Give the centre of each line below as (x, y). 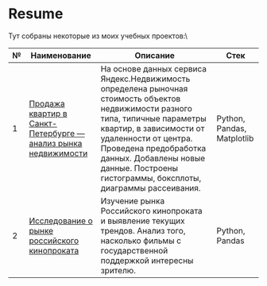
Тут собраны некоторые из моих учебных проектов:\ (98, 36)
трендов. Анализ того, (143, 230)
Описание (155, 55)
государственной (134, 250)
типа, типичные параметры (153, 118)
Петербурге (52, 133)
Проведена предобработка (153, 148)
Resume (36, 14)
